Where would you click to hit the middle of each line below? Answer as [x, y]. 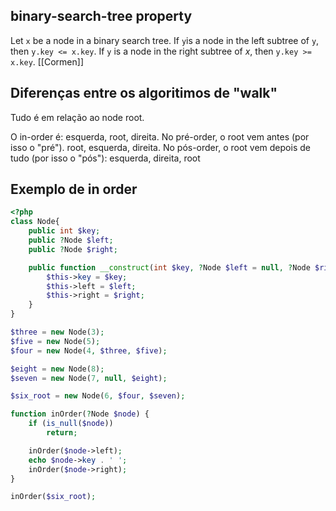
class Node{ [35, 222]
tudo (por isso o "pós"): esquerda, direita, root [105, 158]
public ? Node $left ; [71, 240]
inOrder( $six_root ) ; [53, 497]
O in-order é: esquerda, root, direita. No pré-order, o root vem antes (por [160, 136]
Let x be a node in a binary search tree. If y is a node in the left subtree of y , [165, 40]
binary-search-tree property [101, 16]
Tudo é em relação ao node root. [77, 117]
